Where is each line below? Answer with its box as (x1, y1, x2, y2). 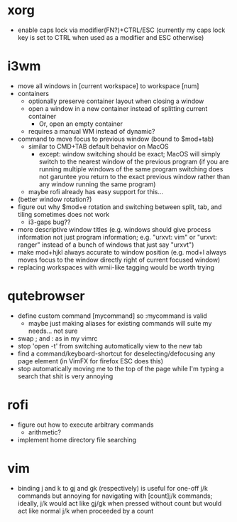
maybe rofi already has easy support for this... (28, 187, 164, 196)
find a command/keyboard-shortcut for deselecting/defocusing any (17, 349, 216, 358)
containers (17, 89, 50, 97)
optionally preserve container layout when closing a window (28, 97, 204, 105)
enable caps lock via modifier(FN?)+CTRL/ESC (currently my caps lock (17, 26, 226, 34)
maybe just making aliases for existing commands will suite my (28, 319, 212, 327)
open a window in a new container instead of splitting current (28, 104, 208, 112)
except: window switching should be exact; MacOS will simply (38, 149, 221, 158)
